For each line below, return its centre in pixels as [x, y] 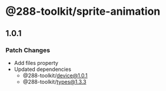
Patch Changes [28, 50]
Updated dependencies [43, 69]
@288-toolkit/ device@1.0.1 [55, 75]
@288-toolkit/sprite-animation [83, 12]
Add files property [36, 63]
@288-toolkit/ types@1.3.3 [54, 82]
